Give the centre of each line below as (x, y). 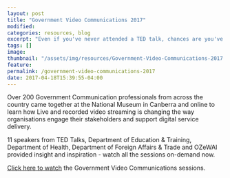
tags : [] (20, 46)
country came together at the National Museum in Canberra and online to (111, 105)
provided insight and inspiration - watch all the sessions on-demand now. (111, 155)
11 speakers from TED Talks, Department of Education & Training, (99, 140)
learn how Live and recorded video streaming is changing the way (101, 112)
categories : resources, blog (49, 33)
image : (17, 52)
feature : (20, 65)
